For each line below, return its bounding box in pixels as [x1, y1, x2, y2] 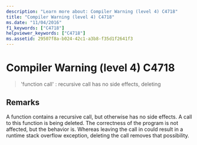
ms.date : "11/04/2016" [6, 19, 62, 25]
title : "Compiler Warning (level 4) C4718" [6, 14, 115, 20]
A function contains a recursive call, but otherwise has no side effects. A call [6, 113, 192, 120]
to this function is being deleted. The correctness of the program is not [6, 119, 179, 126]
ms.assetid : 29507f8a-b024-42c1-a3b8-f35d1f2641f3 [6, 36, 133, 42]
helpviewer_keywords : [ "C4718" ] [6, 31, 86, 36]
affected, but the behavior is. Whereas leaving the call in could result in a [6, 126, 183, 133]
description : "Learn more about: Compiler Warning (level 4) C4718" [6, 8, 178, 15]
